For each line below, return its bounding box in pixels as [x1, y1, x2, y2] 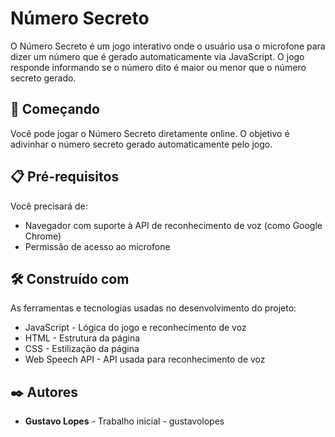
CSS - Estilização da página [24, 343, 140, 355]
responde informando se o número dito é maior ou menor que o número [10, 61, 307, 73]
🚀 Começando [10, 101, 100, 118]
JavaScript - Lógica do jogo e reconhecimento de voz [24, 322, 247, 334]
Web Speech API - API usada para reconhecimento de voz [24, 353, 266, 366]
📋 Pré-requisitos [10, 168, 120, 186]
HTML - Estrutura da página [24, 332, 141, 344]
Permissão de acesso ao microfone [24, 240, 171, 252]
